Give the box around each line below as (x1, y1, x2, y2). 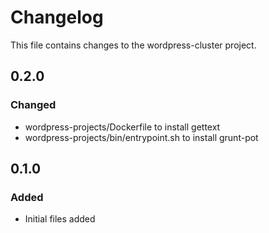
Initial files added (24, 213, 96, 225)
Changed (10, 98, 57, 112)
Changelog (10, 6, 104, 29)
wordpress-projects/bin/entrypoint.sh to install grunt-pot (24, 131, 259, 143)
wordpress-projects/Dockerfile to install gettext (24, 121, 221, 133)
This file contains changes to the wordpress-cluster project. (10, 39, 257, 51)
